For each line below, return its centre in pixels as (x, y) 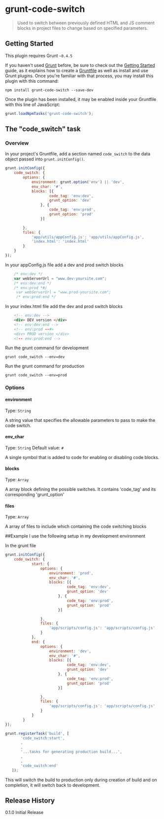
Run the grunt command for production (45, 366)
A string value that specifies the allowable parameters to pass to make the (80, 420)
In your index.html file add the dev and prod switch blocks (64, 307)
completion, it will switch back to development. (53, 785)
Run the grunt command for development (47, 348)
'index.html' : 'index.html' (60, 242)
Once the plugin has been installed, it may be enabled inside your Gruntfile (81, 99)
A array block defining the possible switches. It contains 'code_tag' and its (81, 489)
